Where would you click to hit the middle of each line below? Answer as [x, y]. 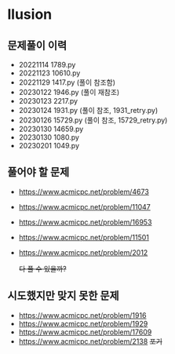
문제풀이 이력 [37, 45]
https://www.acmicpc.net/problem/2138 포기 [90, 341]
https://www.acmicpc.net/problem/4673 [84, 192]
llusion [30, 15]
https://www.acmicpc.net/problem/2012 [83, 252]
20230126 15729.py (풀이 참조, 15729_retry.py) [93, 120]
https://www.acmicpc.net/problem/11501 [84, 237]
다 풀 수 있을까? [43, 268]
